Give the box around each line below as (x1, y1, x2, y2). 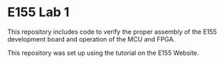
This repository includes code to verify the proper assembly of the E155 (7, 27, 217, 36)
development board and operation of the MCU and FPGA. (7, 34, 176, 43)
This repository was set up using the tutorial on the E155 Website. (7, 49, 199, 57)
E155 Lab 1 (7, 4, 70, 20)
